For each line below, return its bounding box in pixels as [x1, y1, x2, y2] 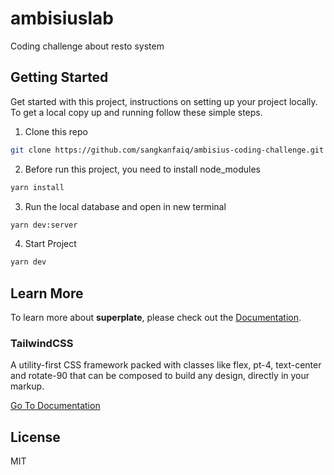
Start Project [24, 238, 77, 250]
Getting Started [10, 69, 109, 86]
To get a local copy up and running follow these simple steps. [10, 106, 263, 118]
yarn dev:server [10, 220, 78, 230]
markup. [10, 380, 45, 392]
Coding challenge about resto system [10, 40, 165, 52]
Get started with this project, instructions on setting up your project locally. [10, 95, 318, 107]
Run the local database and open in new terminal [24, 200, 227, 212]
